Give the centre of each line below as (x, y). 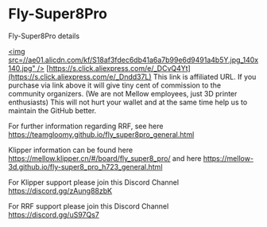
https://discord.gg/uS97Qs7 (54, 214)
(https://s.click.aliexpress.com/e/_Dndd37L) (80, 76)
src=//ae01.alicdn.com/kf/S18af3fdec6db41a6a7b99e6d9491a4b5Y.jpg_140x (133, 60)
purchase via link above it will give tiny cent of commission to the (114, 85)
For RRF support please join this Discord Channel (89, 206)
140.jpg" (22, 68)
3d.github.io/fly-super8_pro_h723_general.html (85, 166)
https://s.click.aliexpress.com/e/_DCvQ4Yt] (120, 68)
